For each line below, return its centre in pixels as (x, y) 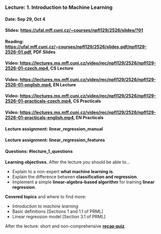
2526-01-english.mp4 (28, 84)
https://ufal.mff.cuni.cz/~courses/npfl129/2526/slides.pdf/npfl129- (76, 47)
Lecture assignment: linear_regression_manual (54, 129)
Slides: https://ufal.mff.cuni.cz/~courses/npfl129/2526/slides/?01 (74, 30)
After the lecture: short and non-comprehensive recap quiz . (66, 226)
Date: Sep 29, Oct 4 (25, 19)
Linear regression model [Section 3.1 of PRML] (59, 217)
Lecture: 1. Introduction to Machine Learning (59, 7)
